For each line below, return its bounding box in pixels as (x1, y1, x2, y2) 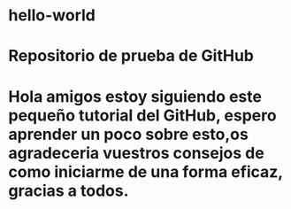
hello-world (8, 5, 96, 26)
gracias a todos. (8, 181, 129, 200)
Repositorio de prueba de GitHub (8, 46, 254, 66)
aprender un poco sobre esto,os (8, 124, 249, 144)
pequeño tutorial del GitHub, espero (8, 105, 277, 125)
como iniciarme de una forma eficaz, (8, 161, 284, 182)
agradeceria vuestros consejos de (8, 143, 264, 163)
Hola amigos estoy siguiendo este (8, 86, 263, 106)
